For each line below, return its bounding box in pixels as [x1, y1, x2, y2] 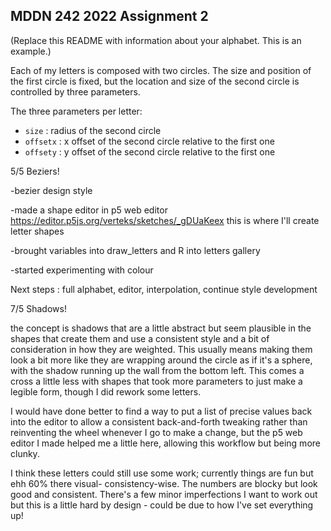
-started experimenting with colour [10, 264, 154, 276]
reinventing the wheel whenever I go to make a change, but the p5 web [10, 426, 303, 438]
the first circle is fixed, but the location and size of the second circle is [10, 75, 300, 87]
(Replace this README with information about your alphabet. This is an [10, 34, 302, 46]
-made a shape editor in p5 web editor [10, 204, 168, 216]
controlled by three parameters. [10, 85, 141, 98]
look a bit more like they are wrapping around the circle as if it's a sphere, [10, 354, 313, 366]
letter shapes [10, 225, 65, 237]
